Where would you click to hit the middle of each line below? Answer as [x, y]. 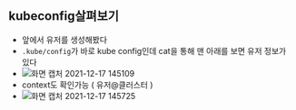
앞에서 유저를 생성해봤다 [64, 40]
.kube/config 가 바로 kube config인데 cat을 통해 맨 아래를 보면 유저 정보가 [154, 50]
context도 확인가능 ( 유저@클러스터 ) [87, 85]
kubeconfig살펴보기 [64, 16]
